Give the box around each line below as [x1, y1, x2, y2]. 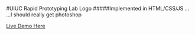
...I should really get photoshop [6, 11, 82, 18]
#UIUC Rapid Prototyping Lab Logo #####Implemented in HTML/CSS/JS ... [6, 5, 190, 12]
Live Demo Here [6, 23, 45, 29]
